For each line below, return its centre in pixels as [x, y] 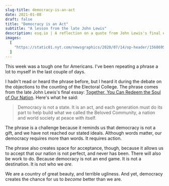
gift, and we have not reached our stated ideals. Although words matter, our [83, 133]
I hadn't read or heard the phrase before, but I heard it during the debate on [83, 81]
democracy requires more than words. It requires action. [64, 138]
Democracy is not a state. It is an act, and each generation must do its [90, 107]
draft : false [19, 19]
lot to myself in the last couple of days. [45, 71]
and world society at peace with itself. [57, 118]
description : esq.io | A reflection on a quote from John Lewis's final [83, 33]
